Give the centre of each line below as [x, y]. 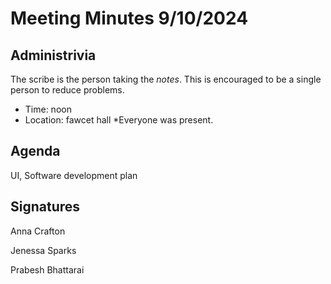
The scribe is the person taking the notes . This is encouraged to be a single [166, 79]
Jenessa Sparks [43, 250]
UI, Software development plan [74, 175]
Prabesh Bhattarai [47, 269]
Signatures [45, 207]
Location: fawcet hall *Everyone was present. [119, 120]
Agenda [35, 151]
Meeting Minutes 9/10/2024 [129, 18]
